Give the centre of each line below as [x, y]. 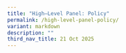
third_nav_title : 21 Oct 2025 [51, 39]
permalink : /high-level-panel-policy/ [63, 20]
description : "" [30, 33]
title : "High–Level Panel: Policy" [58, 13]
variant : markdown [34, 26]
